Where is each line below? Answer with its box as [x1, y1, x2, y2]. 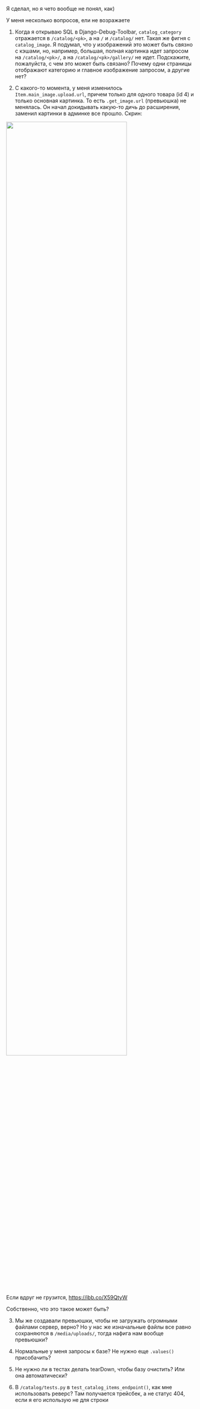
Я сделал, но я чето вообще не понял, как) [6, 5, 115, 12]
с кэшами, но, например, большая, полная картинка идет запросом [14, 47, 189, 54]
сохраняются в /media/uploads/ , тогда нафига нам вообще [14, 1330, 164, 1337]
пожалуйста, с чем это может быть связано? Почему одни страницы [14, 60, 192, 67]
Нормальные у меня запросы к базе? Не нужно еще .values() [14, 1348, 174, 1355]
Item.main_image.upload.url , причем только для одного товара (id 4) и [14, 91, 194, 98]
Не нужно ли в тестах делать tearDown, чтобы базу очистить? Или [14, 1366, 185, 1372]
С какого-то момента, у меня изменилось [14, 84, 122, 92]
